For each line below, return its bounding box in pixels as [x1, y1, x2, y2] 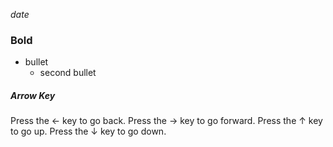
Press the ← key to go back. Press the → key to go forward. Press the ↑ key [10, 115, 323, 127]
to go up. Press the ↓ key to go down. [10, 125, 167, 138]
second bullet [39, 67, 97, 79]
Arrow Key [10, 89, 56, 101]
